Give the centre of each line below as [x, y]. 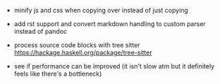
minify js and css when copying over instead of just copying [101, 10]
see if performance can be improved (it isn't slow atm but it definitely [114, 66]
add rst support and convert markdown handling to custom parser [110, 24]
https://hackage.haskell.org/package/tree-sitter [83, 53]
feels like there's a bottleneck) [58, 74]
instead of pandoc [41, 31]
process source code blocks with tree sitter [77, 45]
